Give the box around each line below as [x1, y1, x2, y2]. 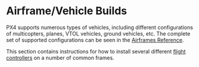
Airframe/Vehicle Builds [6, 4, 127, 18]
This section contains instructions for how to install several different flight [6, 47, 186, 55]
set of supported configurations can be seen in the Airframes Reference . [6, 36, 184, 43]
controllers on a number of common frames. [6, 54, 115, 61]
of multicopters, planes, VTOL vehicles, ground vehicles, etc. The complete [6, 30, 191, 37]
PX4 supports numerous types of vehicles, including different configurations [6, 24, 193, 31]
